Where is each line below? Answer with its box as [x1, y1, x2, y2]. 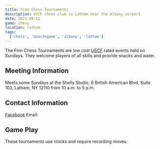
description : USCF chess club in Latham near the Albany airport [5, 12, 140, 17]
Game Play [5, 126, 39, 134]
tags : [5, 30, 16, 34]
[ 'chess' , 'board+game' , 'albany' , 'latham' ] [9, 34, 104, 39]
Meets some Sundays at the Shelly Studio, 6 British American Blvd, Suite [5, 80, 151, 85]
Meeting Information [5, 66, 69, 75]
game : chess [5, 20, 29, 26]
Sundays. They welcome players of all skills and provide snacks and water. [5, 52, 155, 58]
